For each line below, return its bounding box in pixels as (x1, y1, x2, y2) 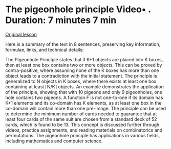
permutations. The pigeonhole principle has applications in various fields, (5, 132, 160, 138)
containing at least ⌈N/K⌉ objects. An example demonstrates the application (5, 83, 164, 90)
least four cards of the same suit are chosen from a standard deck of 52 (5, 116, 157, 122)
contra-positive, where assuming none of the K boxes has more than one (5, 67, 160, 73)
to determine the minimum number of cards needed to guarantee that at (5, 111, 157, 117)
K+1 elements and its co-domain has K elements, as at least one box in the (5, 100, 162, 106)
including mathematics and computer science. (5, 138, 103, 144)
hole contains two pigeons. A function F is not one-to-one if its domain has (5, 94, 163, 101)
